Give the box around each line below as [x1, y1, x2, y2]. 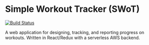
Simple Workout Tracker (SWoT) [5, 3, 140, 15]
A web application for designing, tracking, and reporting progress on [5, 29, 145, 35]
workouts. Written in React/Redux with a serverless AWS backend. [5, 35, 140, 41]
